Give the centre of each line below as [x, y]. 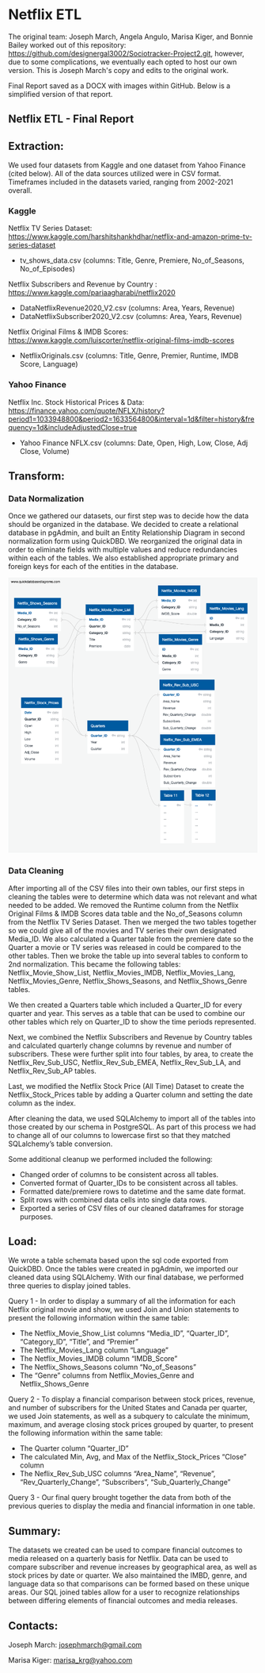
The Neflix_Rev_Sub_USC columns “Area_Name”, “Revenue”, [117, 1474]
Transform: [36, 477]
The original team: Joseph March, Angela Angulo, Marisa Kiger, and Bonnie [131, 37]
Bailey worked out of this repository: [67, 44]
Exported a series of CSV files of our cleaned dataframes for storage [132, 1208]
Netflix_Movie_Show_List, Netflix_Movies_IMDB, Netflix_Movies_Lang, [122, 972]
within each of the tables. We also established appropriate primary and [123, 558]
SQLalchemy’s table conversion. [61, 1144]
